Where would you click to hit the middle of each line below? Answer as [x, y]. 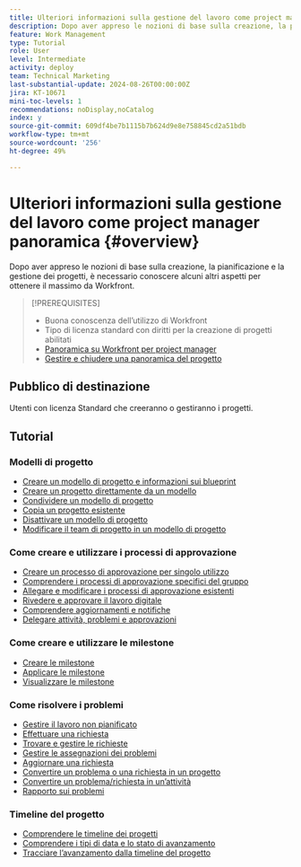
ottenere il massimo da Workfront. [72, 285]
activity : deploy [42, 68]
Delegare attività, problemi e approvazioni [99, 619]
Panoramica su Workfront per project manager [130, 349]
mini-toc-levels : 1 [46, 101]
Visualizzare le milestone [68, 681]
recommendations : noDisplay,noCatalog [82, 109]
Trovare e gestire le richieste [75, 743]
